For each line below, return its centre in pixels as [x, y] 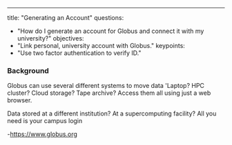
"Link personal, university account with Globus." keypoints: [101, 46]
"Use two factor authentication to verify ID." [79, 53]
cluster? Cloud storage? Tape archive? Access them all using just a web [109, 93]
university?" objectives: [50, 38]
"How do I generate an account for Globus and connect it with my [110, 31]
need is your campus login [45, 121]
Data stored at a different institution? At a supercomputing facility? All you [112, 113]
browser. [20, 100]
